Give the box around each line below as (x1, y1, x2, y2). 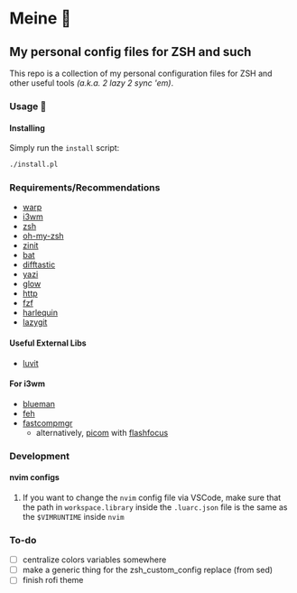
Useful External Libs (9, 338, 88, 348)
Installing (9, 122, 45, 134)
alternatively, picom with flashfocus (35, 427, 169, 438)
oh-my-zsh (22, 230, 65, 242)
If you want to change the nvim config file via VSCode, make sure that (22, 492, 282, 503)
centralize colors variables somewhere (22, 554, 167, 565)
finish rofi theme (22, 575, 84, 586)
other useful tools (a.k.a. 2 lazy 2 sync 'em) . (9, 78, 174, 88)
